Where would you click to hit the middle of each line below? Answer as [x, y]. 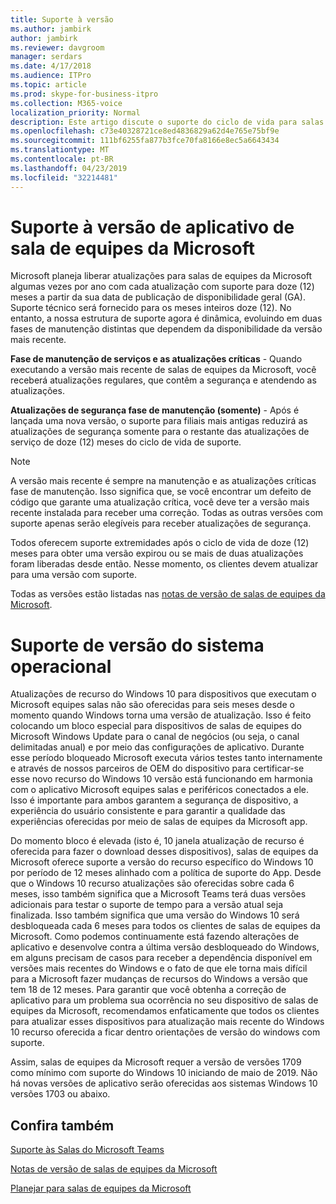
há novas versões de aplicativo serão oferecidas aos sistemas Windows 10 [164, 1083]
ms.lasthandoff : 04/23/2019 [69, 168]
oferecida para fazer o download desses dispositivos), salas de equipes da [164, 852]
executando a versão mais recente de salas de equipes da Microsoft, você [163, 370]
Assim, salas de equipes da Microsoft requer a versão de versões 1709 [156, 1062]
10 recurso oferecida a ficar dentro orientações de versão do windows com [165, 1032]
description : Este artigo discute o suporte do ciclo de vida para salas [167, 122]
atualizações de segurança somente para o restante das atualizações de [160, 432]
